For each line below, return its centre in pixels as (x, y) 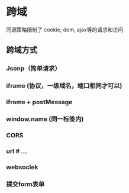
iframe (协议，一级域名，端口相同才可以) (64, 86)
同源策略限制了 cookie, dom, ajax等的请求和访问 (64, 30)
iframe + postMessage (39, 102)
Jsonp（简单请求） (33, 69)
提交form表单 (25, 184)
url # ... (17, 151)
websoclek (22, 167)
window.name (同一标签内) (45, 119)
